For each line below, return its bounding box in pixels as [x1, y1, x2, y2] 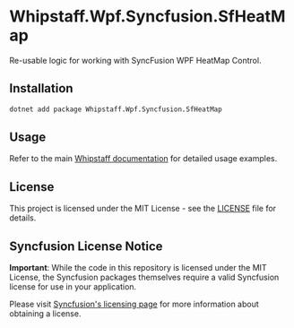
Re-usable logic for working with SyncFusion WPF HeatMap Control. [9, 55, 262, 65]
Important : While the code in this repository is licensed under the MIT [9, 263, 267, 273]
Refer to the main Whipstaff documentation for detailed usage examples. [9, 153, 278, 164]
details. [9, 212, 37, 223]
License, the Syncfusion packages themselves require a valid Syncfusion [9, 272, 280, 283]
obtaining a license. [9, 308, 82, 319]
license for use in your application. [9, 281, 137, 292]
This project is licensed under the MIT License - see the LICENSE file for [9, 203, 276, 214]
